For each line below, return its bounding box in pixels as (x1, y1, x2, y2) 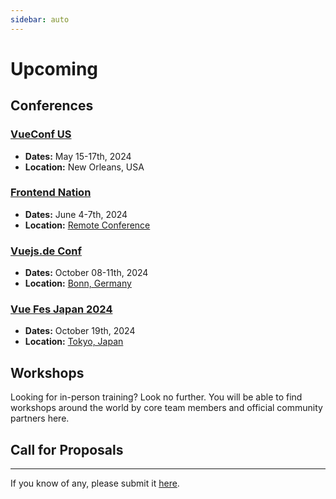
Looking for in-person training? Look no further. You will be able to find (10, 391, 303, 403)
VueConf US (10, 127, 72, 141)
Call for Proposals (10, 441, 124, 458)
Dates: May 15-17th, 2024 (24, 150, 132, 162)
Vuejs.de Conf (10, 244, 82, 258)
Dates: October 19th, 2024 (24, 325, 136, 337)
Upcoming (10, 57, 99, 80)
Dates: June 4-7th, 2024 (24, 208, 128, 220)
